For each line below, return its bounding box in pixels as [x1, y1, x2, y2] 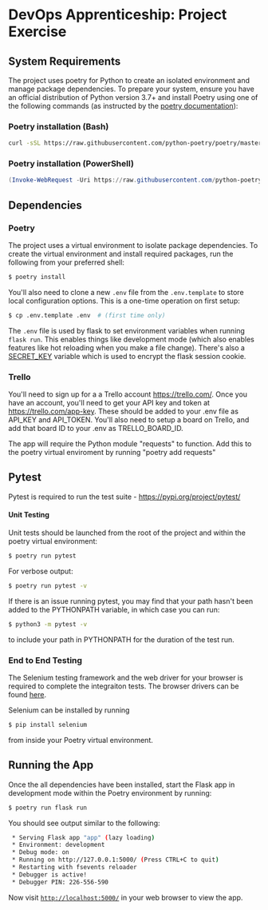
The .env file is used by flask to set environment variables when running [8, 325, 246, 335]
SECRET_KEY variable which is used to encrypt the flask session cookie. [8, 351, 246, 361]
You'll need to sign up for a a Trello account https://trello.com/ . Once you [8, 389, 248, 399]
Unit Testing [8, 510, 50, 520]
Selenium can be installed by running [8, 705, 130, 715]
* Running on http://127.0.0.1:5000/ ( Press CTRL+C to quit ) [11, 856, 219, 864]
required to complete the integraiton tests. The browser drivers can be [8, 681, 239, 691]
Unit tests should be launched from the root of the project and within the [8, 528, 246, 537]
